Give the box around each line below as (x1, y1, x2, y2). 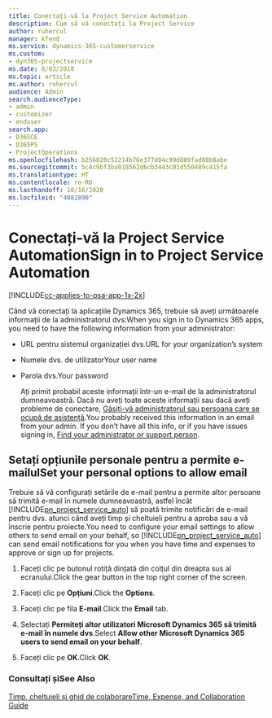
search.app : (8, 125, 49, 134)
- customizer (8, 111, 53, 119)
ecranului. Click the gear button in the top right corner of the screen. (20, 572, 248, 582)
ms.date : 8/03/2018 (8, 65, 75, 73)
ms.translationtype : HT (8, 171, 90, 179)
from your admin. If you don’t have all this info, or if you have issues (20, 421, 248, 431)
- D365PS (8, 140, 38, 149)
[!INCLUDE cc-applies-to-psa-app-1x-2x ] (8, 290, 146, 300)
